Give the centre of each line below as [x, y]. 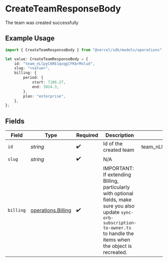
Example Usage [30, 38]
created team [119, 150]
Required [87, 135]
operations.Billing [51, 210]
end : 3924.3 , [45, 87]
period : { [33, 78]
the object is [118, 246]
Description [120, 135]
